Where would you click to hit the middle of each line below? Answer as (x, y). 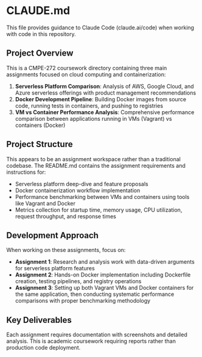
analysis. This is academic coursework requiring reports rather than (91, 341)
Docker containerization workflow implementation (78, 190)
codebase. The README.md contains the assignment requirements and (96, 165)
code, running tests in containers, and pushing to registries (89, 106)
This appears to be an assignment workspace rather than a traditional (93, 159)
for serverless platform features (55, 269)
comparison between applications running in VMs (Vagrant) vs (93, 118)
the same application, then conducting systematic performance (95, 294)
